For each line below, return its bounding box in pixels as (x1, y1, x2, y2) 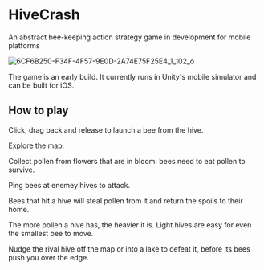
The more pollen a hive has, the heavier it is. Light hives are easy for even (8, 219, 252, 230)
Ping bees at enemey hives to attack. (8, 180, 131, 190)
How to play (8, 104, 69, 117)
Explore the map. (8, 141, 65, 150)
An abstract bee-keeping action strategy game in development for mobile (8, 32, 251, 42)
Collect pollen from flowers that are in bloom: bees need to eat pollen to (8, 156, 246, 166)
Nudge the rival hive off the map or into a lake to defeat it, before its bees (8, 243, 250, 254)
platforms (8, 40, 40, 50)
